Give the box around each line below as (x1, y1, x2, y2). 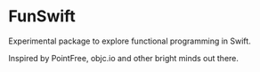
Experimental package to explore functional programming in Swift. (8, 36, 251, 46)
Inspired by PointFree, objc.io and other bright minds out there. (8, 52, 240, 63)
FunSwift (8, 6, 77, 27)
